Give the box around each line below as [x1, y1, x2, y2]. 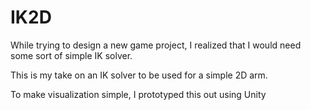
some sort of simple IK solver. [10, 49, 133, 61]
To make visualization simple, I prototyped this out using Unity [10, 88, 267, 100]
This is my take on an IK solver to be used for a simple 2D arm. [10, 69, 268, 81]
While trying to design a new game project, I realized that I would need [10, 39, 302, 51]
